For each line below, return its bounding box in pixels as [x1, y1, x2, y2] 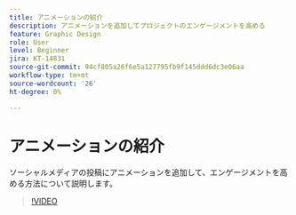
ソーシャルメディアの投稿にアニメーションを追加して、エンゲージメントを [9, 167, 280, 178]
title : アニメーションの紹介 [9, 12, 104, 22]
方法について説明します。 [24, 179, 118, 189]
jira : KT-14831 [9, 54, 66, 63]
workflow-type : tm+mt [9, 71, 90, 80]
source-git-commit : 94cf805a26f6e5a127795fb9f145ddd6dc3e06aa [9, 63, 244, 72]
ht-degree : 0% [9, 87, 62, 96]
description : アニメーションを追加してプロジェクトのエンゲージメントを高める [9, 21, 266, 30]
